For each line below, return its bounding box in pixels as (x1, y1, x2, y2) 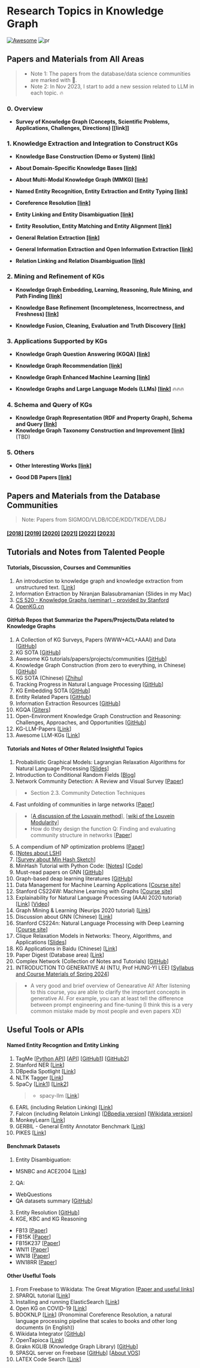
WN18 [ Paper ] (15, 1252, 50, 1259)
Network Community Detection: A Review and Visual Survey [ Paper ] (15, 777, 184, 785)
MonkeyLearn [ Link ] (15, 1116, 65, 1124)
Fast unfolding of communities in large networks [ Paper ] (15, 801, 155, 808)
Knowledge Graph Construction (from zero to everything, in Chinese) (15, 661, 186, 668)
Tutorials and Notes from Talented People (7, 547, 165, 558)
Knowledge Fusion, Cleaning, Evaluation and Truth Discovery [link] (15, 322, 186, 329)
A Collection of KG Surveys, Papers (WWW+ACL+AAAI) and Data (15, 636, 176, 643)
